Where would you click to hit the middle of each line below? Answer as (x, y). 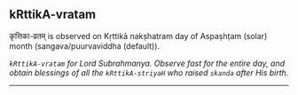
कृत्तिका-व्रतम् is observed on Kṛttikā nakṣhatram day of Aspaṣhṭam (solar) (138, 36)
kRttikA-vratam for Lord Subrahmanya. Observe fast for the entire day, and (147, 63)
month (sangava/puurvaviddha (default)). (85, 46)
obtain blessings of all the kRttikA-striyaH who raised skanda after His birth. (149, 72)
